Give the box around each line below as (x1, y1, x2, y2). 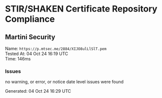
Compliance (5, 14, 55, 25)
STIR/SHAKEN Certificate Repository (5, 3, 158, 14)
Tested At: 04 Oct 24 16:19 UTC (5, 51, 68, 56)
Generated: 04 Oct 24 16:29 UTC (5, 88, 72, 94)
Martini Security (5, 33, 55, 41)
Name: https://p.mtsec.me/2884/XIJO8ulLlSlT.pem (5, 46, 107, 51)
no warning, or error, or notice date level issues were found (5, 79, 124, 85)
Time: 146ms (5, 56, 31, 61)
